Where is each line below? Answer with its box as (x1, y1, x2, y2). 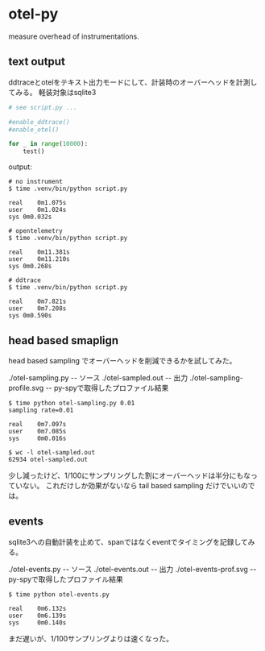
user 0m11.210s (8, 255, 70, 263)
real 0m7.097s (8, 420, 67, 428)
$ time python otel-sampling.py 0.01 (8, 399, 135, 407)
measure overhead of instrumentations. (8, 31, 139, 41)
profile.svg (8, 383, 44, 392)
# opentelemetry (8, 227, 63, 235)
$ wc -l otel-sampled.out (8, 448, 95, 456)
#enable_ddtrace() (8, 118, 70, 126)
